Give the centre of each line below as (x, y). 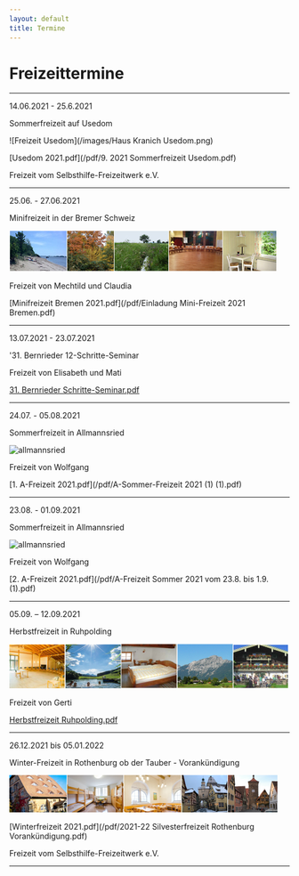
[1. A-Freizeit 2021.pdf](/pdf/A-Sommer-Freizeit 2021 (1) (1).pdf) (125, 484)
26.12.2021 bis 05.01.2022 (57, 746)
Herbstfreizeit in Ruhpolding (61, 631)
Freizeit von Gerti (41, 702)
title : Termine (37, 28)
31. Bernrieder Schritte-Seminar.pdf (74, 390)
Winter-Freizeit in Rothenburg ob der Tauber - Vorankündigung (125, 763)
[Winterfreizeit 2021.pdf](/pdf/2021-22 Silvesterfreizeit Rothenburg (132, 827)
